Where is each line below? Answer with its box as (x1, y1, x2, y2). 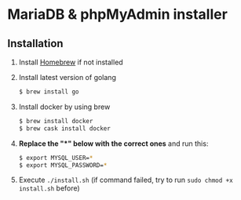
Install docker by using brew (18, 102, 111, 111)
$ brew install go (18, 88, 79, 96)
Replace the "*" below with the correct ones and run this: (18, 139, 209, 148)
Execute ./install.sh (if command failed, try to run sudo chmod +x (18, 175, 233, 185)
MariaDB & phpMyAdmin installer (7, 5, 228, 24)
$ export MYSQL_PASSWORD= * (18, 161, 108, 169)
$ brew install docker (18, 117, 93, 125)
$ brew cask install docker (18, 124, 111, 133)
